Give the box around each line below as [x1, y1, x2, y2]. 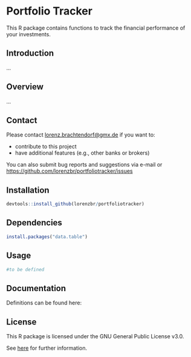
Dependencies [6, 217, 62, 228]
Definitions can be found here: [6, 299, 82, 306]
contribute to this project [15, 143, 77, 150]
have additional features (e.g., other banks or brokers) [15, 149, 150, 156]
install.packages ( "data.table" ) [6, 234, 88, 240]
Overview [6, 82, 44, 92]
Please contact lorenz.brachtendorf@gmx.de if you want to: [6, 131, 155, 138]
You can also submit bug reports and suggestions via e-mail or [6, 161, 163, 169]
